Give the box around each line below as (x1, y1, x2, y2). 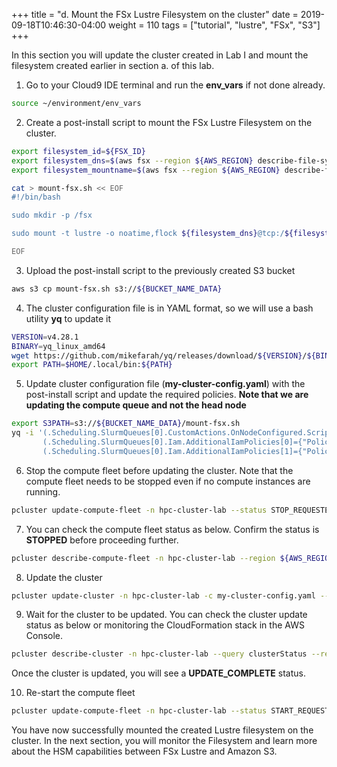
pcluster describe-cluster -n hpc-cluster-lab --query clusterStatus (11, 649, 308, 659)
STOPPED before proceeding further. (25, 534, 179, 546)
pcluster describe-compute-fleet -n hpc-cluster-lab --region (11, 553, 276, 563)
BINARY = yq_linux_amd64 (11, 341, 106, 351)
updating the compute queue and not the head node (25, 399, 247, 411)
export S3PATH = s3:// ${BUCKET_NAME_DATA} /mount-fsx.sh (11, 419, 241, 429)
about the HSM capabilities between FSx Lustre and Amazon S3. (11, 745, 278, 758)
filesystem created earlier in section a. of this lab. (11, 60, 215, 71)
